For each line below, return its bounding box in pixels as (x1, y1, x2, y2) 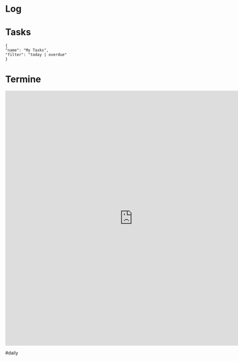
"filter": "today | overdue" (5, 52, 67, 58)
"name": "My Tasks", (5, 48, 49, 53)
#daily (5, 350, 19, 356)
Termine (5, 73, 42, 85)
